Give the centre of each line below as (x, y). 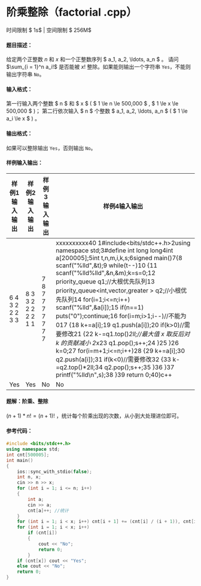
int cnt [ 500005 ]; (28, 455)
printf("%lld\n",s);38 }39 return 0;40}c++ (114, 374)
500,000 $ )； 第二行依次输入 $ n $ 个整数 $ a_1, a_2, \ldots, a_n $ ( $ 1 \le (97, 111)
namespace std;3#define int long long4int (115, 250)
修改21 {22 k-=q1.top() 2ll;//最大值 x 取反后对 (126, 334)
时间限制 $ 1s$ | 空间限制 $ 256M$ (49, 30)
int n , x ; (29, 477)
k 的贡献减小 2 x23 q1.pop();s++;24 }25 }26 (118, 343)
